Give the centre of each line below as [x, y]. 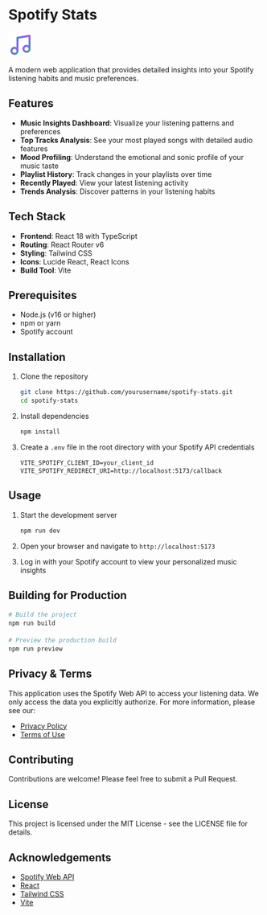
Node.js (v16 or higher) [58, 314]
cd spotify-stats [49, 401]
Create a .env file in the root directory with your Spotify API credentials [137, 447]
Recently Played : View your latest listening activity [104, 183]
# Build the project [43, 615]
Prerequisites [43, 295]
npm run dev [40, 531]
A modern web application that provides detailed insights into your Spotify [131, 69]
